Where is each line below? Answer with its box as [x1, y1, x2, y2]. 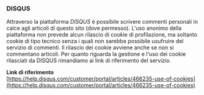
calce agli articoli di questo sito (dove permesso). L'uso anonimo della [6, 24, 182, 32]
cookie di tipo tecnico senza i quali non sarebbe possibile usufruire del [6, 38, 184, 45]
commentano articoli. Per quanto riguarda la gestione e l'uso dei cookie [6, 51, 186, 58]
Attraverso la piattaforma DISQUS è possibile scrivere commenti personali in [6, 18, 199, 26]
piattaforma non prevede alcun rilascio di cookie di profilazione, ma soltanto [6, 31, 197, 38]
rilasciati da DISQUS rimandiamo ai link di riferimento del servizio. [6, 57, 172, 65]
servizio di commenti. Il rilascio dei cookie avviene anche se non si [6, 44, 174, 51]
